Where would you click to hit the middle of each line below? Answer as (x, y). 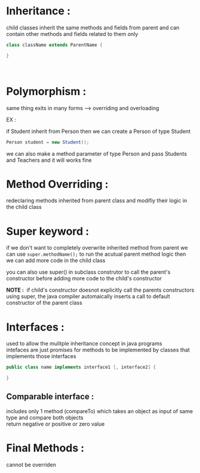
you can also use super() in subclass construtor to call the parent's (88, 272)
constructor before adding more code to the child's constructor (84, 278)
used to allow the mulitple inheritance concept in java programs (84, 344)
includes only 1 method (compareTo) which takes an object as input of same (99, 411)
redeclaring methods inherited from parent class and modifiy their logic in (97, 201)
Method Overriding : (57, 184)
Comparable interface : (50, 397)
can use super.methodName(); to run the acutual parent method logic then (96, 254)
